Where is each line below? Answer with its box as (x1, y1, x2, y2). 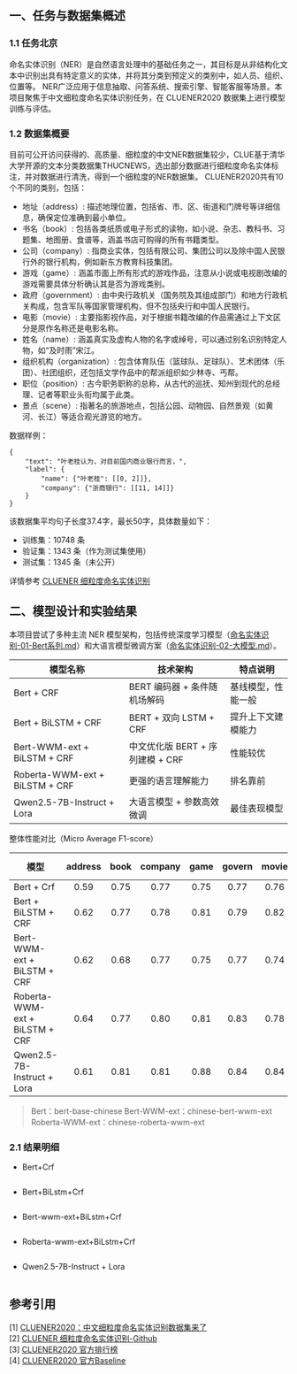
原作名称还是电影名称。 (37, 322, 124, 334)
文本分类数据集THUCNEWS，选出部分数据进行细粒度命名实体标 (47, 160, 279, 171)
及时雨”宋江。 (48, 344, 100, 356)
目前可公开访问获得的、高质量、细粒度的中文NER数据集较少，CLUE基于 (9, 149, 270, 159)
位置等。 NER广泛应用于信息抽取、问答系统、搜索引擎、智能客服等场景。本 (9, 81, 283, 91)
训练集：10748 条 (21, 534, 86, 545)
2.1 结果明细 (9, 1140, 60, 1153)
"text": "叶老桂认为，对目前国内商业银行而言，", (25, 457, 187, 466)
